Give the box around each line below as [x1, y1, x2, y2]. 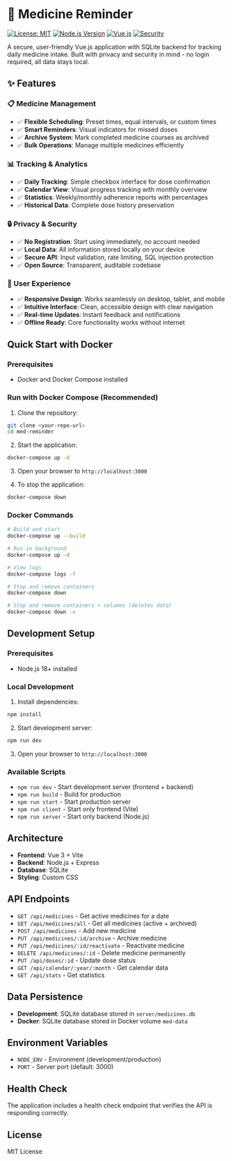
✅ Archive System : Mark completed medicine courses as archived [17, 133, 210, 141]
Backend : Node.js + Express [17, 858, 99, 866]
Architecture [7, 832, 64, 844]
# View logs [7, 564, 42, 571]
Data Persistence [7, 991, 83, 1003]
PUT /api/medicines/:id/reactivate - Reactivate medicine [17, 941, 185, 950]
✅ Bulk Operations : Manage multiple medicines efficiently [17, 140, 184, 149]
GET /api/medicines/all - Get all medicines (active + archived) [17, 919, 197, 927]
